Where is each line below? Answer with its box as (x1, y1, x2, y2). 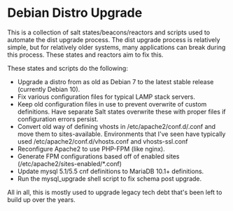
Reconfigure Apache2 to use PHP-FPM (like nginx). (17, 144, 166, 153)
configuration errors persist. (17, 114, 99, 123)
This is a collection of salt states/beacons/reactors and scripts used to (7, 28, 211, 36)
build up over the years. (7, 195, 76, 204)
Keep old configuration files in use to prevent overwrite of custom (17, 100, 207, 108)
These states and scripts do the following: (7, 64, 128, 72)
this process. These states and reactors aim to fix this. (7, 50, 164, 59)
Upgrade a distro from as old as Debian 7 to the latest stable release (17, 77, 214, 86)
